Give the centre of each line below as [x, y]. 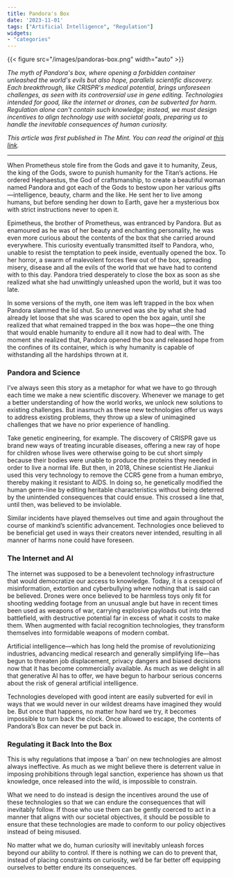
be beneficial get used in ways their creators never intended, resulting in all [115, 533]
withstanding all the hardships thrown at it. [68, 355]
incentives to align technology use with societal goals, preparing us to [107, 117]
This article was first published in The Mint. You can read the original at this [115, 138]
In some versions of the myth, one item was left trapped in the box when [111, 303]
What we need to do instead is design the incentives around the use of [108, 795]
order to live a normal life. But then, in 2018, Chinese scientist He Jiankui [111, 468]
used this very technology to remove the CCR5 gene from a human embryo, [115, 475]
